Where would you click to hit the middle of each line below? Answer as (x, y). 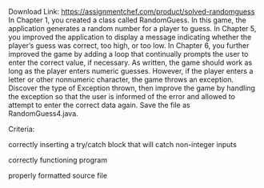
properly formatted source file (58, 176)
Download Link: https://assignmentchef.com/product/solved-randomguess (132, 12)
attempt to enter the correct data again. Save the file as (99, 105)
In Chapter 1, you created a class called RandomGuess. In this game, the (127, 20)
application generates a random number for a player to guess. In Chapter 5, (132, 28)
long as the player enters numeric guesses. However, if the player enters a (131, 71)
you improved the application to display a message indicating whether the (130, 37)
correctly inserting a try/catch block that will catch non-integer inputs (123, 144)
